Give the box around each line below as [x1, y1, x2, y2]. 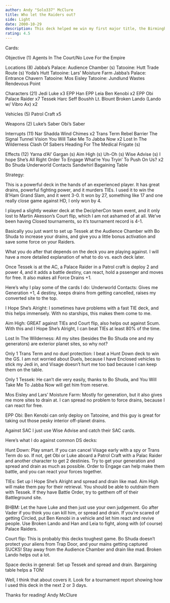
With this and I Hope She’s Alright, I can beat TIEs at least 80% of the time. [5, 326, 161, 332]
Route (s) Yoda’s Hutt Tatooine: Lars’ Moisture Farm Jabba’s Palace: [5, 70, 147, 76]
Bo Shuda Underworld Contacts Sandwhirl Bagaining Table [5, 162, 128, 168]
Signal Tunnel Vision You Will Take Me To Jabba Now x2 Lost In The [5, 136, 147, 142]
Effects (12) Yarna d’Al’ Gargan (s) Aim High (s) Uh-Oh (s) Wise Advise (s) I [5, 151, 161, 157]
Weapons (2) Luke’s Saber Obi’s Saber [5, 121, 85, 127]
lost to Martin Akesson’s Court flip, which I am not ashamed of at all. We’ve [5, 213, 161, 219]
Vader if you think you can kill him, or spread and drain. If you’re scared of [5, 510, 160, 515]
